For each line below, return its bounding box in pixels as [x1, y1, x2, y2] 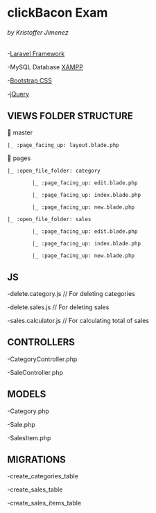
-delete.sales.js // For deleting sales [7, 303, 110, 311]
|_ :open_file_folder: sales [7, 216, 92, 223]
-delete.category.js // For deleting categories [7, 290, 135, 298]
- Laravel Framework [7, 50, 65, 58]
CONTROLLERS [7, 336, 75, 348]
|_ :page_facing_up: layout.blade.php [7, 142, 119, 149]
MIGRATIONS [7, 454, 66, 466]
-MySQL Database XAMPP [7, 63, 83, 71]
